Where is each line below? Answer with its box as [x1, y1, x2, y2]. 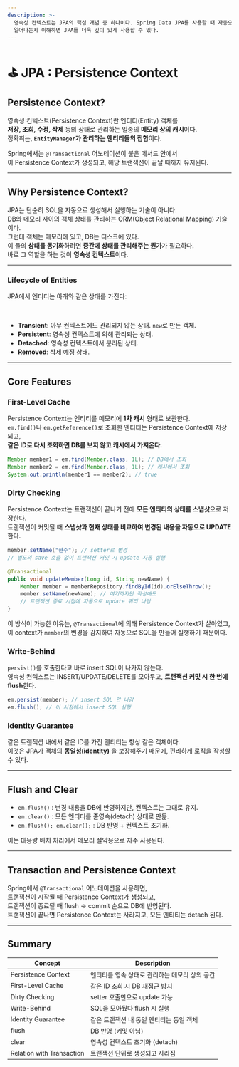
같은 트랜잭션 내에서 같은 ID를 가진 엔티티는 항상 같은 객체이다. [7, 738, 181, 746]
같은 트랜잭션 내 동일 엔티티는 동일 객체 [90, 1015, 198, 1024]
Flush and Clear [7, 784, 79, 796]
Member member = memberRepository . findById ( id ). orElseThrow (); [20, 583, 212, 590]
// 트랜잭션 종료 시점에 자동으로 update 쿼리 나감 [20, 598, 151, 605]
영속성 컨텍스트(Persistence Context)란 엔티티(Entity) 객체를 [7, 116, 179, 125]
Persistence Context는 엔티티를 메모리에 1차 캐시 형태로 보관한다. [7, 414, 191, 423]
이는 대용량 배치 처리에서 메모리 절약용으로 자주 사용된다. [7, 836, 165, 845]
